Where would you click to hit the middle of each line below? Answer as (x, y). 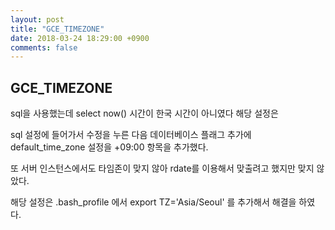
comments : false (44, 47)
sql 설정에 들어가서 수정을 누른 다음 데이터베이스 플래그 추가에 (131, 135)
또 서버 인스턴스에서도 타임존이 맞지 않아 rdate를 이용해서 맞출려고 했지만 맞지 (162, 168)
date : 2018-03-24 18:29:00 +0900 (80, 38)
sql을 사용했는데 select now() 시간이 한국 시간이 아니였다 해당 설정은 (144, 113)
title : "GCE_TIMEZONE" (57, 29)
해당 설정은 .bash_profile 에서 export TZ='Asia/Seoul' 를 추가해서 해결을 (153, 202)
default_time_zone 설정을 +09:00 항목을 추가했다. (109, 147)
